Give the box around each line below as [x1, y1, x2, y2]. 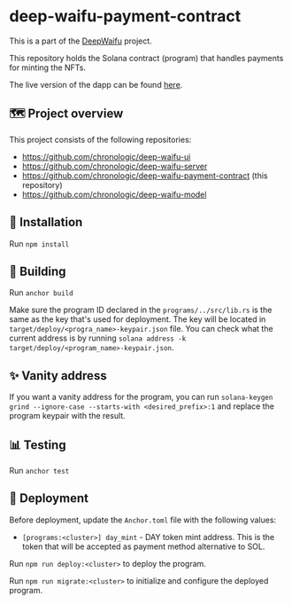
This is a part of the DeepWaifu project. [9, 35, 152, 46]
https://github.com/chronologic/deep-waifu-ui [21, 151, 191, 161]
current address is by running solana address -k [9, 333, 187, 343]
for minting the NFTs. [9, 62, 87, 73]
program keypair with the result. [9, 411, 126, 421]
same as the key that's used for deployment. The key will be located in [9, 314, 266, 325]
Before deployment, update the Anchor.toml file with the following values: [9, 514, 277, 525]
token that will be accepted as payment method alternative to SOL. [21, 541, 265, 552]
